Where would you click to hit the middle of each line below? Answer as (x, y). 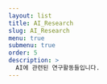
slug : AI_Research (39, 30)
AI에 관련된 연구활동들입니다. (58, 68)
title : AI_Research (41, 23)
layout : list (30, 16)
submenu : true (32, 46)
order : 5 (23, 53)
